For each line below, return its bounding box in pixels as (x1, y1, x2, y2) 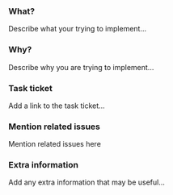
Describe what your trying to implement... (8, 24, 147, 34)
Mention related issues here (8, 139, 101, 149)
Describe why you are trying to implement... (8, 62, 154, 72)
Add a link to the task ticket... (8, 101, 105, 110)
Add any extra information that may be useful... (8, 177, 166, 187)
